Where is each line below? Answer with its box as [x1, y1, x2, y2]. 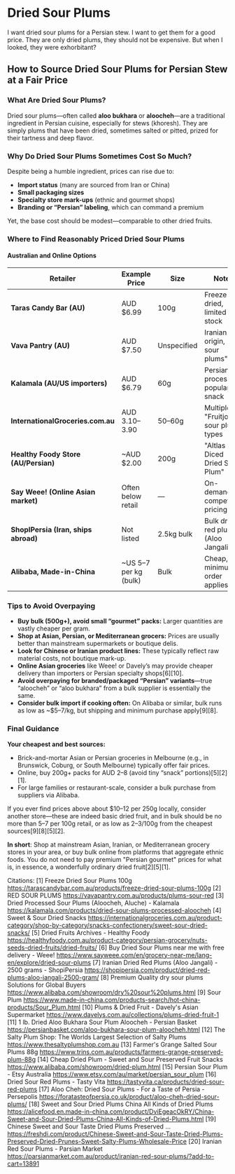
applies [204, 580, 229, 590]
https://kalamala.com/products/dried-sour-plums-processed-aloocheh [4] [7, 906, 222, 915]
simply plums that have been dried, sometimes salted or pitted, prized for [7, 126, 218, 135]
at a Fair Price [7, 74, 69, 86]
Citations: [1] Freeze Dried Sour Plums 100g [7, 876, 133, 884]
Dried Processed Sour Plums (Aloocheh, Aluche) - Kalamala [7, 898, 180, 907]
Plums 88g [7, 1047, 38, 1056]
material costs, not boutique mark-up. [17, 654, 127, 663]
